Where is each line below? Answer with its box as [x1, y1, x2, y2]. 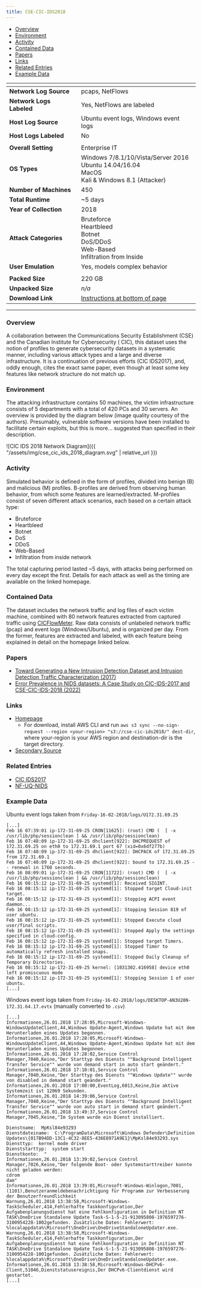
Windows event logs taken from [6, 997, 85, 1003]
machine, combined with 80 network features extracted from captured [6, 613, 181, 620]
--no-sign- [152, 723, 180, 729]
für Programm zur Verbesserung [111, 1188, 189, 1194]
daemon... [6, 901, 31, 907]
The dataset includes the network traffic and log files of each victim [6, 606, 174, 614]
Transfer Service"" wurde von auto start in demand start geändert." [6, 1104, 185, 1110]
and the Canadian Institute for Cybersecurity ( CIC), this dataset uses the [6, 338, 187, 345]
